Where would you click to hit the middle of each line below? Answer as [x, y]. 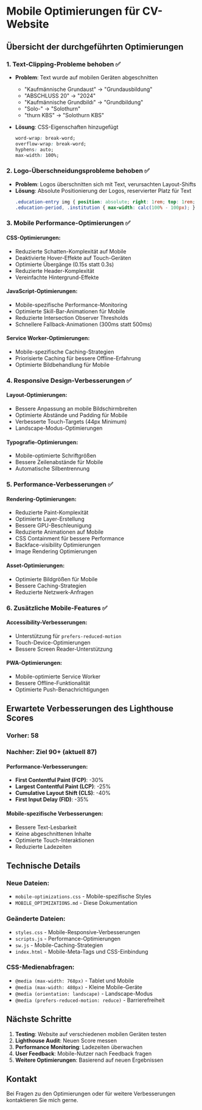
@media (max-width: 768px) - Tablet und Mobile [75, 981]
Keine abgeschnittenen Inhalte [53, 833]
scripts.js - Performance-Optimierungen [68, 938]
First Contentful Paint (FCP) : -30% [59, 780]
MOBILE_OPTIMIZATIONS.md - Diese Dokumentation [76, 903]
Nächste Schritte [39, 1019]
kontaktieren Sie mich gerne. [42, 1100]
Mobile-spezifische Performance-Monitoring [71, 305]
